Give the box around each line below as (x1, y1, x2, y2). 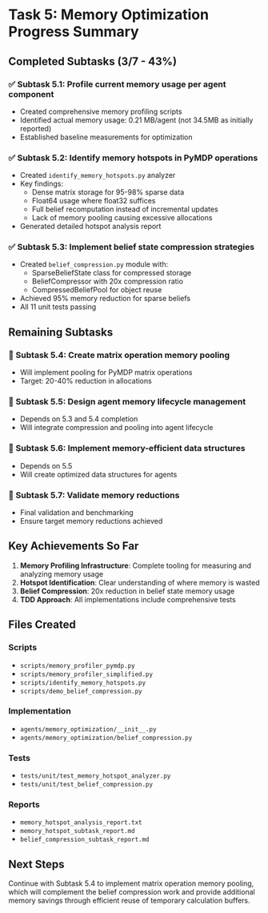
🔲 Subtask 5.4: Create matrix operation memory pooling (8, 349, 230, 360)
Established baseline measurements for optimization (19, 132, 194, 142)
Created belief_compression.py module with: (19, 259, 169, 269)
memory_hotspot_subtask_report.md (19, 827, 135, 835)
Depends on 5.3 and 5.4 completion (19, 414, 138, 424)
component (8, 88, 54, 99)
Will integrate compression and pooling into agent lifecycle (19, 423, 214, 432)
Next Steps (8, 857, 65, 871)
